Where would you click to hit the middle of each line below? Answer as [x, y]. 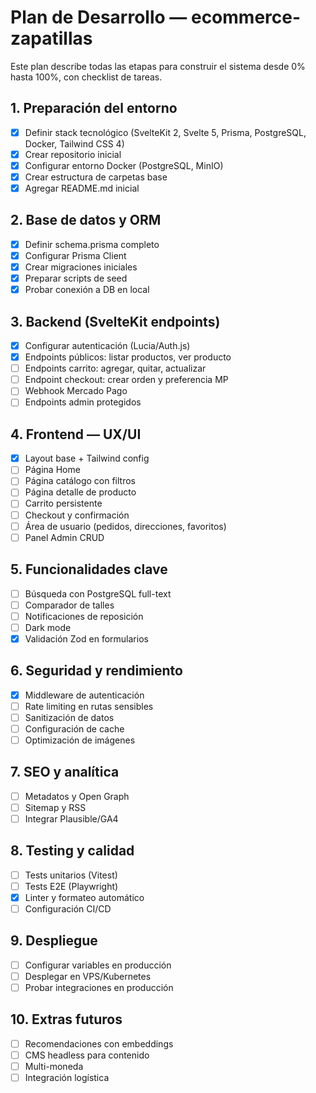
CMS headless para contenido [87, 1055]
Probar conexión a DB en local [87, 290]
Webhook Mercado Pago [76, 391]
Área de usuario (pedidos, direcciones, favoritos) [125, 526]
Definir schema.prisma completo [92, 244]
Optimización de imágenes [80, 740]
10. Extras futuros [66, 1019]
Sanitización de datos [69, 717]
